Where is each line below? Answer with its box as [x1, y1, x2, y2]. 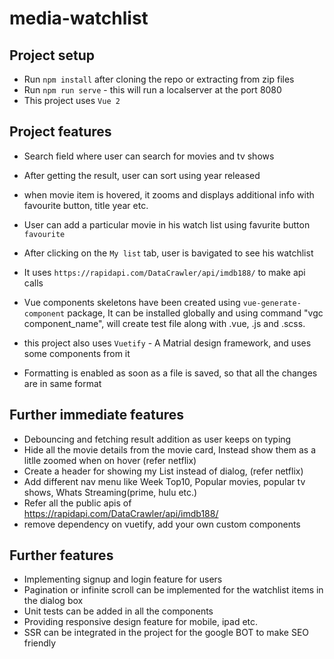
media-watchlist [9, 7, 149, 30]
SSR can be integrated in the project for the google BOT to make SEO [23, 627, 309, 639]
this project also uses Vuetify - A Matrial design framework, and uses [23, 337, 312, 349]
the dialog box [23, 595, 84, 607]
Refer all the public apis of [23, 497, 132, 509]
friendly [23, 637, 57, 649]
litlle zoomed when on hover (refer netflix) [23, 454, 197, 466]
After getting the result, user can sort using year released [23, 169, 261, 181]
